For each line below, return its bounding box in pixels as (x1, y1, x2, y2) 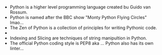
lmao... (9, 19, 24, 25)
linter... (9, 46, 24, 51)
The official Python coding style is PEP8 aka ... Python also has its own (9, 40, 154, 46)
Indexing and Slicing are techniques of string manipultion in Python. (9, 35, 147, 41)
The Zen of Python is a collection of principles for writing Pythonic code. (9, 25, 158, 31)
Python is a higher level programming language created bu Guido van (9, 4, 151, 10)
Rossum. (9, 9, 28, 15)
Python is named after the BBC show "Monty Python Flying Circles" (9, 15, 147, 20)
